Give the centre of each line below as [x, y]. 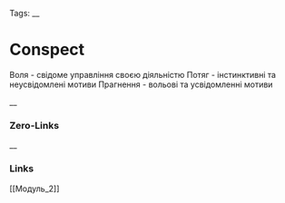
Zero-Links [34, 125]
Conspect [47, 50]
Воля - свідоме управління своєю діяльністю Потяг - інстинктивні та [143, 74]
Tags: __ [25, 13]
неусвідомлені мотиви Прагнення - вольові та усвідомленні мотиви [141, 84]
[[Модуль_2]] [34, 188]
